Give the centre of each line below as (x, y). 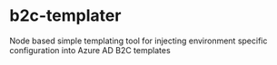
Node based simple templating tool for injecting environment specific (138, 41)
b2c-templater (65, 16)
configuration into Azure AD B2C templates (90, 50)
